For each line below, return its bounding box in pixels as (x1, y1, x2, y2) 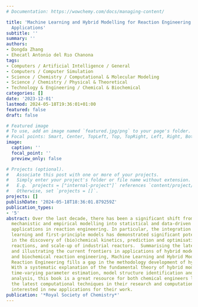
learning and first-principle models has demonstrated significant (11, 232, 181, 238)
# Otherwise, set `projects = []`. (6, 188, 99, 194)
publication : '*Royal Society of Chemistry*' (6, 292, 120, 298)
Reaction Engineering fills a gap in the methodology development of (11, 259, 186, 265)
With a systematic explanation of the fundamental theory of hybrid (11, 265, 183, 271)
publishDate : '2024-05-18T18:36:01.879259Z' (6, 199, 117, 205)
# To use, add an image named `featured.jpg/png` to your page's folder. (6, 128, 192, 134)
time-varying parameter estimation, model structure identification (11, 270, 183, 276)
